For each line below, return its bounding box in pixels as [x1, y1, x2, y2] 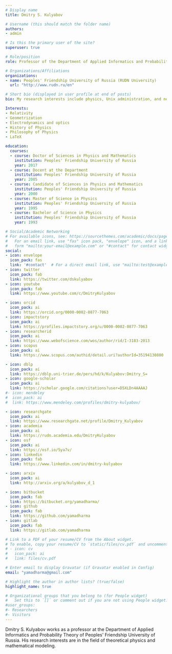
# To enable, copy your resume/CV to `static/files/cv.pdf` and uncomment [5, 541, 168, 547]
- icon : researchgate [5, 409, 52, 414]
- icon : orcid [5, 300, 36, 305]
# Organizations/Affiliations [5, 68, 70, 73]
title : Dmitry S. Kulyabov [5, 12, 63, 17]
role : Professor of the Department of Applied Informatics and [5, 59, 143, 64]
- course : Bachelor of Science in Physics [10, 210, 102, 216]
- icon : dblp [5, 362, 33, 367]
